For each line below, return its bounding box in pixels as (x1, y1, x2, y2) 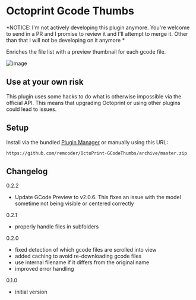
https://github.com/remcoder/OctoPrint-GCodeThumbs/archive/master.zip (6, 150, 187, 156)
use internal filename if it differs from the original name (14, 259, 150, 266)
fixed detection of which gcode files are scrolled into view (14, 246, 157, 253)
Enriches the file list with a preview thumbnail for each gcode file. (6, 48, 166, 55)
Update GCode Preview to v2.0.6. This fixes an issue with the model (14, 194, 181, 201)
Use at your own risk (6, 77, 84, 87)
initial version (14, 288, 48, 296)
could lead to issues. (6, 106, 57, 113)
